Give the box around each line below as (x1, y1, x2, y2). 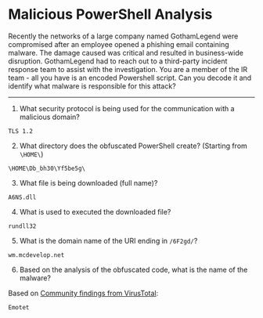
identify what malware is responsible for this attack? (8, 81, 176, 91)
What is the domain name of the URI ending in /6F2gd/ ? (19, 236, 198, 245)
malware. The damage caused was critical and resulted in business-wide (8, 48, 244, 57)
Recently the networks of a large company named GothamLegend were (8, 31, 239, 41)
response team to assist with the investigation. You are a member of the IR (8, 64, 248, 74)
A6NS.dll (8, 193, 37, 201)
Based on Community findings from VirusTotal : (8, 288, 159, 298)
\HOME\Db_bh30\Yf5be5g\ (8, 164, 86, 172)
